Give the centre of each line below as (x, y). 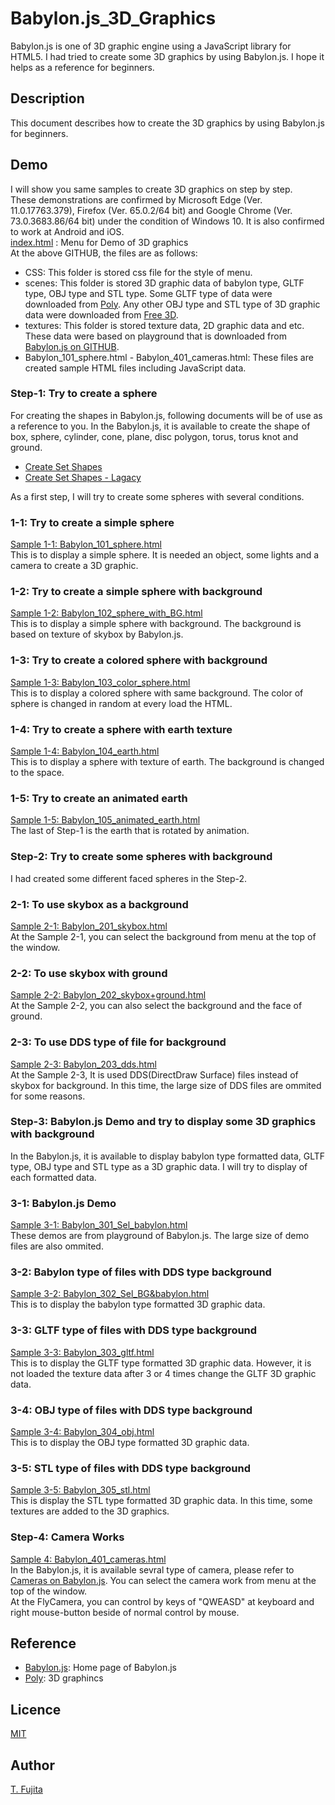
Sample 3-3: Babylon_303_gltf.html (82, 1352)
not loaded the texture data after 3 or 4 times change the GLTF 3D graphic (163, 1373)
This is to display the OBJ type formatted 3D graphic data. (130, 1443)
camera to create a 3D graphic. (74, 566)
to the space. (37, 773)
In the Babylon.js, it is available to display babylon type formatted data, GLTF (168, 1156)
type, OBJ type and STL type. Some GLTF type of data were (148, 293)
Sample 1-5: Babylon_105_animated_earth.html (105, 820)
